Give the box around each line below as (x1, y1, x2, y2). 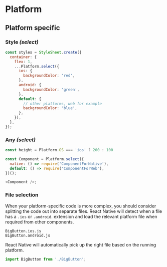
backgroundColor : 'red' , (23, 73, 75, 78)
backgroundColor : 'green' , (23, 87, 80, 92)
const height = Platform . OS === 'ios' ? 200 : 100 (5, 148, 113, 153)
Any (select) (5, 136, 36, 143)
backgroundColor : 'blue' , (23, 106, 78, 111)
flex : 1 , (14, 59, 33, 64)
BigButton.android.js (5, 233, 51, 238)
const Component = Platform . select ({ (5, 156, 84, 161)
